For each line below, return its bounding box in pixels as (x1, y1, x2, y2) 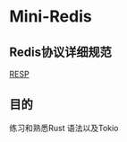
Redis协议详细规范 (9, 44, 112, 59)
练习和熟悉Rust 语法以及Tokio (9, 122, 119, 133)
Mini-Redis (9, 6, 92, 27)
